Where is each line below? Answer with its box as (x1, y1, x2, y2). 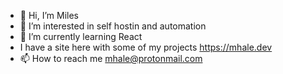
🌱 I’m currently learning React (19, 31, 143, 42)
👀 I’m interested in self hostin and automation (19, 20, 207, 32)
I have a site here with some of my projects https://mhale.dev (19, 41, 273, 53)
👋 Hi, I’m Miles (19, 10, 79, 21)
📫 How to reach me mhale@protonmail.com (19, 53, 203, 64)
